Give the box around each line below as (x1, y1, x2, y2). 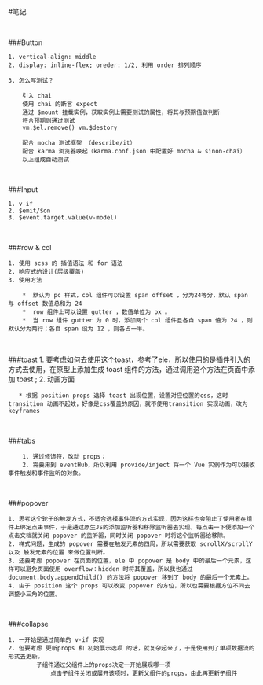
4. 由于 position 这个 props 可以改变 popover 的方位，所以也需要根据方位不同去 (8, 582, 250, 590)
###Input (8, 185, 38, 194)
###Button (8, 38, 43, 47)
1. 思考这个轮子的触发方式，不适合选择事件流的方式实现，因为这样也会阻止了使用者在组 (8, 515, 253, 523)
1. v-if (8, 200, 34, 208)
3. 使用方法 (8, 276, 43, 284)
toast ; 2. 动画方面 (16, 374, 75, 384)
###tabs (8, 436, 36, 445)
